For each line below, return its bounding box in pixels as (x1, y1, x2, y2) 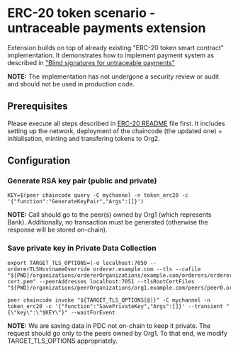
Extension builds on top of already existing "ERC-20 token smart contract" (7, 43, 225, 52)
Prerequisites (7, 101, 68, 113)
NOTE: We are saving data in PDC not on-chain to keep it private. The (7, 321, 211, 330)
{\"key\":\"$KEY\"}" (7, 309, 69, 316)
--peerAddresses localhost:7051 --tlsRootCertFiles (38, 278, 195, 285)
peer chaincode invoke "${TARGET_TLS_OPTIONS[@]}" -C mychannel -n (7, 296, 211, 304)
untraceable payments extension (7, 20, 206, 36)
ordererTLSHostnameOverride (7, 266, 91, 273)
